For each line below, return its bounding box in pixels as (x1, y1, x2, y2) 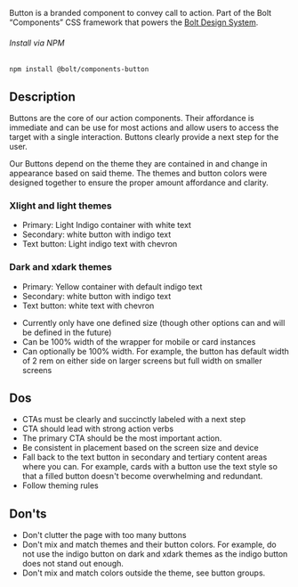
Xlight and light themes (9, 200, 113, 212)
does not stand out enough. (21, 558, 125, 569)
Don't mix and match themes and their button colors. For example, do (21, 539, 278, 550)
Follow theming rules (21, 480, 100, 491)
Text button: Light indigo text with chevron (21, 239, 178, 249)
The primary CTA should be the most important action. (21, 433, 222, 444)
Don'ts (9, 506, 47, 521)
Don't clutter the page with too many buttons (21, 530, 187, 541)
